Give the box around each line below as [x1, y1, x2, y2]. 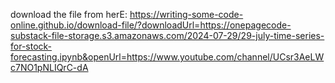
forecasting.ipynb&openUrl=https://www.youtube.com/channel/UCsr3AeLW [10, 51, 325, 63]
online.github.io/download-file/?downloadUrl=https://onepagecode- [10, 19, 292, 31]
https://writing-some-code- [129, 9, 244, 20]
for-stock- [10, 40, 53, 52]
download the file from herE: [10, 9, 128, 20]
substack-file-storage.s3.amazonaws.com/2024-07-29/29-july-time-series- [10, 30, 325, 41]
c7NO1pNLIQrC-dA [10, 62, 89, 73]
